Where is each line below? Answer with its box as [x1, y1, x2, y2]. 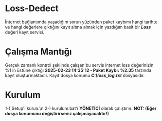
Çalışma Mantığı [5, 46, 72, 57]
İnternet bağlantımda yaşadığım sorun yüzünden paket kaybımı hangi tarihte [5, 19, 158, 25]
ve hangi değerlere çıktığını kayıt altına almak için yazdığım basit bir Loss [5, 24, 151, 30]
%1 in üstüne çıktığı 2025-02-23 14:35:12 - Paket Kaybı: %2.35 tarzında [5, 67, 152, 73]
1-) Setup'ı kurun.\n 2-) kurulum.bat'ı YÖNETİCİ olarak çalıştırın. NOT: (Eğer [5, 105, 157, 111]
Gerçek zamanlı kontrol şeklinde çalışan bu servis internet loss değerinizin [5, 62, 154, 68]
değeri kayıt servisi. [5, 29, 45, 35]
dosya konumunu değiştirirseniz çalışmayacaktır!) [5, 110, 109, 116]
